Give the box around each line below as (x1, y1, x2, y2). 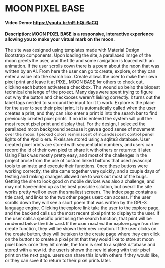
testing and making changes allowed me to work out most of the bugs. (5, 173, 148, 179)
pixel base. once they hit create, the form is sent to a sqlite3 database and (5, 241, 156, 247)
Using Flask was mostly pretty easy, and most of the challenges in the (5, 152, 147, 158)
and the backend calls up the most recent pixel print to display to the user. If (5, 210, 160, 216)
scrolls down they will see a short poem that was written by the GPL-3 (5, 199, 147, 205)
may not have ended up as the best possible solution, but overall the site (5, 183, 152, 189)
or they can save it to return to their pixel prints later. (5, 257, 112, 263)
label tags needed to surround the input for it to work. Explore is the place (5, 99, 155, 105)
